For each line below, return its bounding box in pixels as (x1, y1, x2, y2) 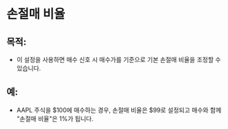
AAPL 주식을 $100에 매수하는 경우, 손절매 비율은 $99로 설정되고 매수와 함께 (16, 106, 222, 114)
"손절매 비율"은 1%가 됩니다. (16, 115, 94, 123)
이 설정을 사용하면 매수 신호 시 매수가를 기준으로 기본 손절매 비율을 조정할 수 (16, 56, 222, 63)
